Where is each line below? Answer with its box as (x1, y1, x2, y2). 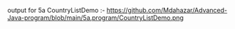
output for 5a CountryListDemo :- (7, 6, 105, 14)
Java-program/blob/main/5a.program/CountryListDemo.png (7, 13, 184, 22)
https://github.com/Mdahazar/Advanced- (106, 6, 228, 14)
